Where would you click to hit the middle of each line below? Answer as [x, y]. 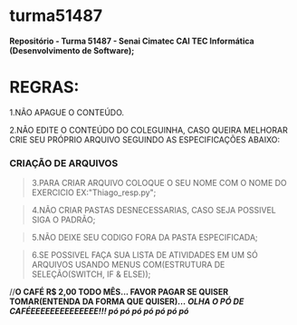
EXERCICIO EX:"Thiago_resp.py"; [94, 192]
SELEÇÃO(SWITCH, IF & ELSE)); [91, 274]
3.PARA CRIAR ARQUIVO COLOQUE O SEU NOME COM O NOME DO [159, 183]
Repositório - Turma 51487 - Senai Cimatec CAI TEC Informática [132, 41]
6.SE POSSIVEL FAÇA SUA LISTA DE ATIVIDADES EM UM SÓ [144, 255]
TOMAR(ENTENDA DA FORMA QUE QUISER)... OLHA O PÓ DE [127, 301]
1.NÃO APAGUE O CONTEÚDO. [67, 112]
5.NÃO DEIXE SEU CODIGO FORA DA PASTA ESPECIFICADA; [144, 238]
